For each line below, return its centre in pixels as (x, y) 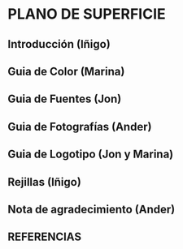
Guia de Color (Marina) (66, 71)
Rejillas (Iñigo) (45, 182)
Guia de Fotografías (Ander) (80, 127)
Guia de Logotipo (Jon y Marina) (91, 155)
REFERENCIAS (45, 237)
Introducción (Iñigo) (59, 44)
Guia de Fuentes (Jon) (65, 99)
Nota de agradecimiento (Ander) (91, 209)
